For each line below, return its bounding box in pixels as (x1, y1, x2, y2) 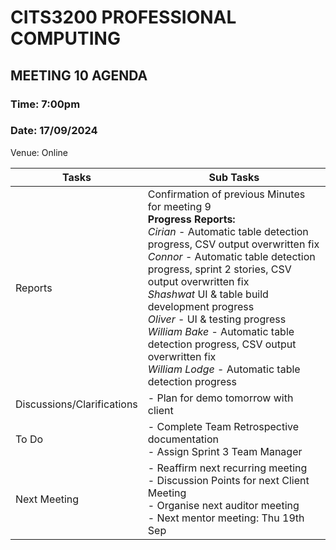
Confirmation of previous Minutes (147, 187, 306, 201)
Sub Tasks (208, 170, 260, 184)
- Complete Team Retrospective (147, 419, 300, 433)
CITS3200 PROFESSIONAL (10, 6, 237, 29)
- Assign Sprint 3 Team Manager (147, 444, 303, 458)
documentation (147, 432, 220, 446)
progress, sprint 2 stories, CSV (147, 262, 292, 276)
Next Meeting (15, 492, 80, 506)
